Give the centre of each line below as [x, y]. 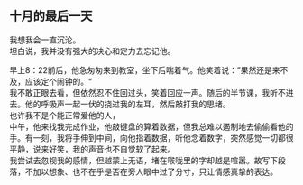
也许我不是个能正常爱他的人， [64, 115]
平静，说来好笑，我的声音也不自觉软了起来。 [92, 149]
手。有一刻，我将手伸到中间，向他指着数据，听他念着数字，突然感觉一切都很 [151, 137]
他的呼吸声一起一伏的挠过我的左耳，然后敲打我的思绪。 [128, 104]
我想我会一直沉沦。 [45, 40]
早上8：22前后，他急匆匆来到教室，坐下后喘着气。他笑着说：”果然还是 [141, 69]
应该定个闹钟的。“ [59, 81]
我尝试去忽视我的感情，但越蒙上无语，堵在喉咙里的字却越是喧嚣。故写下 [143, 160]
